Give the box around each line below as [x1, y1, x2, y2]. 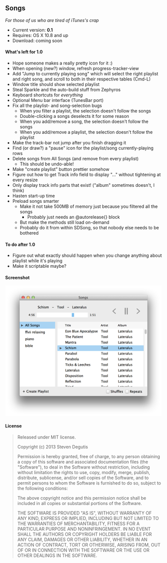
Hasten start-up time [12, 193, 55, 199]
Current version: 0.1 [12, 27, 53, 33]
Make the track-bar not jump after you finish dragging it [12, 140, 126, 146]
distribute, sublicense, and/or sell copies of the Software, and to [17, 475, 149, 481]
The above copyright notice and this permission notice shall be [17, 495, 147, 501]
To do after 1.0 [5, 241, 36, 247]
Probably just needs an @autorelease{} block [27, 214, 120, 220]
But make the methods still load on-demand [19, 219, 109, 225]
